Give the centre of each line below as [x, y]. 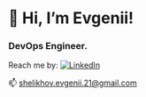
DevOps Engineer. [48, 46]
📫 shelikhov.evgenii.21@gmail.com [73, 83]
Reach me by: [33, 65]
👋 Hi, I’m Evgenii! [71, 18]
